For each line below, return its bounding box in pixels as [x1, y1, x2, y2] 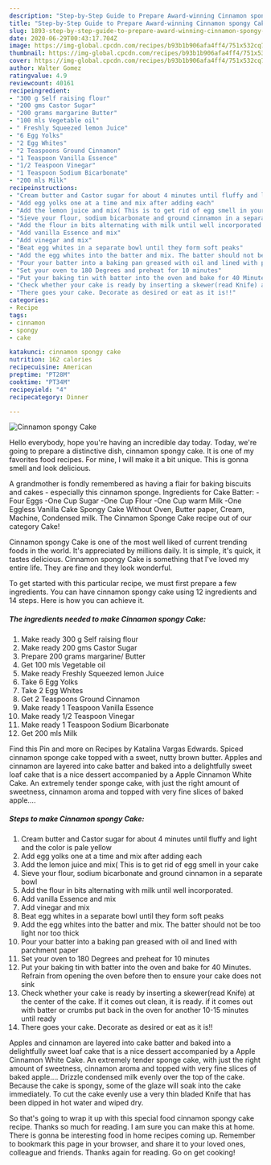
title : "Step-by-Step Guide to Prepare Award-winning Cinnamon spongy [9, 19, 251, 27]
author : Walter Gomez [9, 64, 82, 72]
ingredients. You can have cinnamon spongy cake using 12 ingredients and [9, 587, 257, 597]
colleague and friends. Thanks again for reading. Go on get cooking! [9, 1148, 236, 1158]
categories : [9, 296, 49, 304]
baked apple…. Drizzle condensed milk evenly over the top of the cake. [9, 1072, 245, 1082]
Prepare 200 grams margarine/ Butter [20, 651, 146, 661]
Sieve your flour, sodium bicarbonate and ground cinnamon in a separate [20, 869, 263, 878]
